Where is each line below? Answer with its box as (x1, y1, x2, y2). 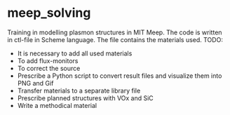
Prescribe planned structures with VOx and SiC (17, 93, 154, 102)
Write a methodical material (17, 101, 97, 109)
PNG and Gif (17, 79, 54, 87)
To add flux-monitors (17, 56, 79, 65)
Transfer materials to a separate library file (17, 86, 141, 95)
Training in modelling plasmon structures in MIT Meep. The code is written (7, 28, 222, 36)
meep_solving (7, 5, 91, 21)
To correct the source (17, 64, 81, 72)
